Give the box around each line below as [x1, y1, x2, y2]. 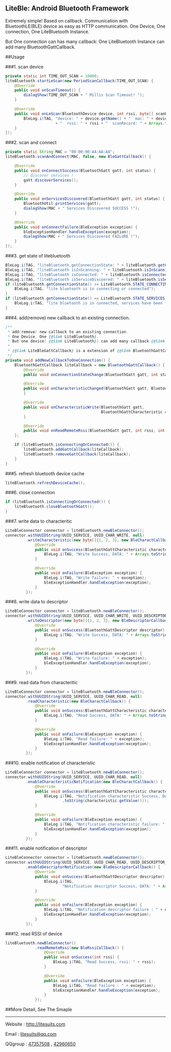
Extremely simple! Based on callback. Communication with [5, 17, 128, 24]
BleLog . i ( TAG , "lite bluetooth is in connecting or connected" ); [14, 286, 156, 292]
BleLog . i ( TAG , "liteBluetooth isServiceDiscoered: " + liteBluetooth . [5, 277, 158, 282]
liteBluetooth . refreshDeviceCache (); [5, 480, 85, 485]
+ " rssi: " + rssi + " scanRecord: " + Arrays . [55, 121, 165, 126]
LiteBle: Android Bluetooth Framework [5, 4, 129, 13]
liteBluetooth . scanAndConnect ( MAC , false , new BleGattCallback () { [5, 154, 152, 159]
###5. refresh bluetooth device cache [5, 470, 85, 477]
